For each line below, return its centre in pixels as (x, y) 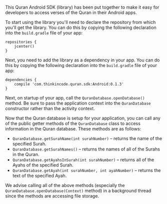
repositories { (21, 42)
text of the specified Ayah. (39, 175)
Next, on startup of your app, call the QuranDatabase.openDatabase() (75, 98)
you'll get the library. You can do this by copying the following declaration (81, 27)
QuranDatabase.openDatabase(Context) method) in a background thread (78, 190)
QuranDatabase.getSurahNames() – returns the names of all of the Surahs (86, 149)
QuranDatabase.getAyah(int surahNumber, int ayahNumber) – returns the (86, 170)
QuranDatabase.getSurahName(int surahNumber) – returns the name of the (87, 138)
